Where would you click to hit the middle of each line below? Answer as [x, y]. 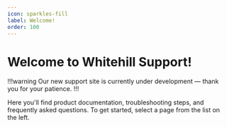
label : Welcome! [31, 20]
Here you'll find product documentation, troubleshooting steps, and [106, 102]
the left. [18, 118]
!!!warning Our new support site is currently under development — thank [113, 81]
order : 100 [23, 27]
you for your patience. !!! [43, 89]
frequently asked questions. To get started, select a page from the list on [114, 110]
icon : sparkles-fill [38, 14]
